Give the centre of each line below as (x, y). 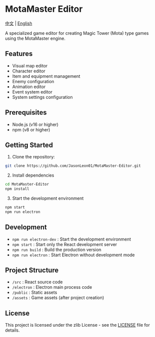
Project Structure (32, 270)
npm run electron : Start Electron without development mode (74, 255)
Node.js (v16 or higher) (35, 124)
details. (12, 330)
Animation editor (29, 87)
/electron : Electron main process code (52, 287)
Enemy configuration (33, 81)
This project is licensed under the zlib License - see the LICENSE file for (77, 325)
